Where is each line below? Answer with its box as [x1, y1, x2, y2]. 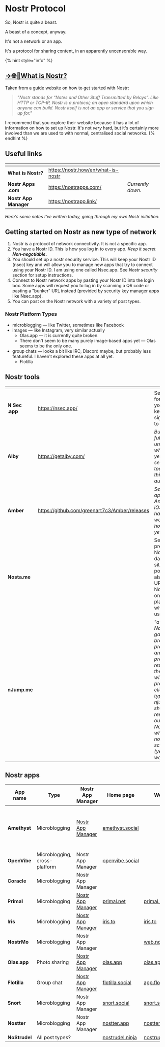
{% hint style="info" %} [5, 57, 53, 63]
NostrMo [7, 939, 29, 946]
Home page [107, 792, 135, 799]
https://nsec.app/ [37, 405, 78, 412]
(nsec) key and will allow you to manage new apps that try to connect [12, 262, 153, 268]
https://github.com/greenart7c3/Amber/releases [37, 507, 150, 514]
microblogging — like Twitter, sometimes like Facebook [12, 322, 124, 328]
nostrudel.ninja [102, 1034, 137, 1041]
